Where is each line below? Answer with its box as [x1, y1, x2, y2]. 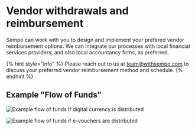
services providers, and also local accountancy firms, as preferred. [6, 48, 170, 56]
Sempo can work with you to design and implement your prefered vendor [6, 36, 184, 43]
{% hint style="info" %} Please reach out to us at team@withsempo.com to [6, 60, 189, 67]
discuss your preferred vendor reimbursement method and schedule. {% [6, 66, 183, 73]
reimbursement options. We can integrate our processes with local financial [6, 43, 190, 50]
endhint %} [6, 73, 34, 80]
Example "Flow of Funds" [6, 90, 102, 100]
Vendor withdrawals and [6, 4, 129, 18]
